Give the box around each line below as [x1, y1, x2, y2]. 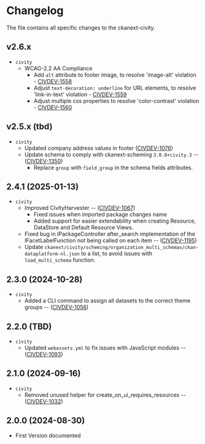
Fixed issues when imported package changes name [33, 211, 168, 218]
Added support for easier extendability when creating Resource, [33, 217, 196, 224]
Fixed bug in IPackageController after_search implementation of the [24, 231, 195, 238]
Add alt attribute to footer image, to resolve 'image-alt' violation [33, 71, 196, 78]
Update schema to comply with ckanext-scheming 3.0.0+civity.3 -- [24, 151, 199, 158]
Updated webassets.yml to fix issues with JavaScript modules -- [24, 344, 186, 351]
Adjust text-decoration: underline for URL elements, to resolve [33, 84, 196, 91]
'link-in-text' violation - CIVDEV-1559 [33, 90, 127, 98]
